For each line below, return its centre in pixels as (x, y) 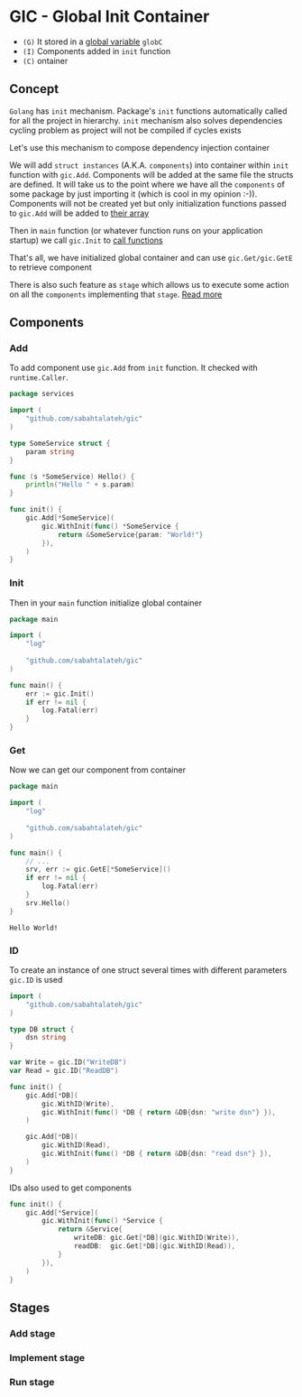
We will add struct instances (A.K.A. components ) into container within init (149, 165)
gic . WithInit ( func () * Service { (103, 1221)
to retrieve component (50, 267)
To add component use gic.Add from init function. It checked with (134, 368)
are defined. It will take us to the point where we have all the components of (147, 184)
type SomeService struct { (60, 443)
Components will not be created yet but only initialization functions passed (148, 203)
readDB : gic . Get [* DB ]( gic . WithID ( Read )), (155, 1246)
